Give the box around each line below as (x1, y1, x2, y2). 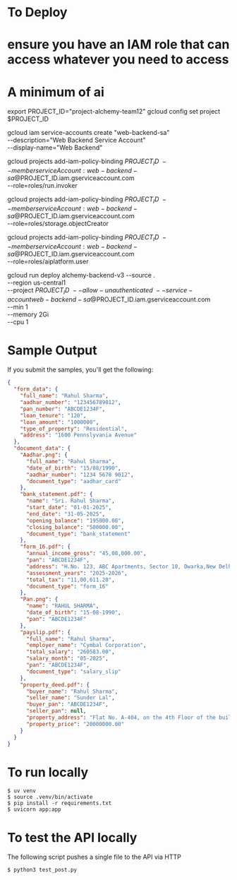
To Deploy (7, 4, 68, 20)
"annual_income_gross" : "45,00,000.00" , (25, 550, 147, 557)
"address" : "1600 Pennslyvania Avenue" (20, 432, 138, 439)
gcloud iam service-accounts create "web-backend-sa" (7, 129, 170, 137)
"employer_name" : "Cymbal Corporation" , (25, 642, 147, 649)
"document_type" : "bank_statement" (25, 530, 131, 537)
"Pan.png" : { (20, 596, 59, 603)
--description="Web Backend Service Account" (7, 136, 146, 145)
